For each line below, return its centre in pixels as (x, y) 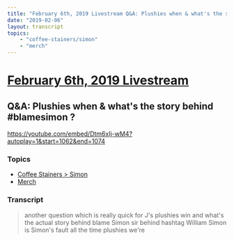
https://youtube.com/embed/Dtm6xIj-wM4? (70, 134)
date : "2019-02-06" (36, 20)
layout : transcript (36, 26)
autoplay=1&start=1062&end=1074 (56, 141)
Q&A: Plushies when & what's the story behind (110, 106)
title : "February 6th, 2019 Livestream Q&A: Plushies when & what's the (115, 14)
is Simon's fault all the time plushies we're (84, 230)
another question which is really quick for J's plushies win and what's (124, 215)
